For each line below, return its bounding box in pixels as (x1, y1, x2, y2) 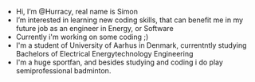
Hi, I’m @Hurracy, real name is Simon (15, 7, 138, 16)
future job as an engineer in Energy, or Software (15, 24, 174, 33)
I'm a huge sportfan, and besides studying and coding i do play (15, 57, 223, 67)
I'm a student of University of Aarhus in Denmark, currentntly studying (15, 41, 247, 50)
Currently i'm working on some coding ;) (15, 32, 149, 41)
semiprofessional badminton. (15, 66, 112, 75)
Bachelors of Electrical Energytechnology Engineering (15, 49, 194, 58)
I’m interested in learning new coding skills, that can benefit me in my (15, 15, 244, 25)
